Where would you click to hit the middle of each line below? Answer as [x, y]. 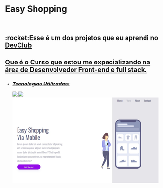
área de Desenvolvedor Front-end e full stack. [76, 70]
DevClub [18, 46]
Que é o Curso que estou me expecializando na [78, 62]
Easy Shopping [36, 9]
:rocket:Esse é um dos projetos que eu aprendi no [82, 38]
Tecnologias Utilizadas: [41, 84]
